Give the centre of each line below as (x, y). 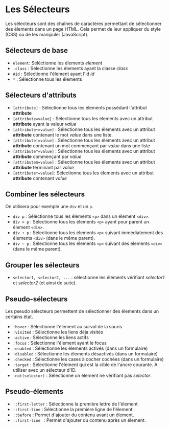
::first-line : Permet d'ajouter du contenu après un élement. (79, 420)
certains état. (19, 317)
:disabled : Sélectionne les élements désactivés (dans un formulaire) (85, 354)
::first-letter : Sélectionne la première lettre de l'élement (75, 404)
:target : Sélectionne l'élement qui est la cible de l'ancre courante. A (85, 365)
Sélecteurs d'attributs (41, 95)
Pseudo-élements (34, 391)
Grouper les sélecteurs (43, 265)
